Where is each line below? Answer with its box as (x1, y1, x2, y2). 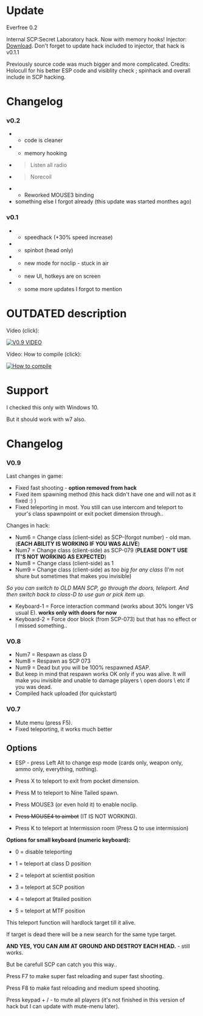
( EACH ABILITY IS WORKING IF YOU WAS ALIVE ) (15, 540, 140, 548)
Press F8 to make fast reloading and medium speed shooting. (6, 984, 160, 992)
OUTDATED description (6, 306, 127, 320)
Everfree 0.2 (6, 24, 38, 31)
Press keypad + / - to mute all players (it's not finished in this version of (6, 997, 185, 1004)
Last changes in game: (6, 473, 63, 480)
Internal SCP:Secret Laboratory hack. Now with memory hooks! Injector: (6, 35, 187, 43)
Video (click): (6, 326, 40, 334)
